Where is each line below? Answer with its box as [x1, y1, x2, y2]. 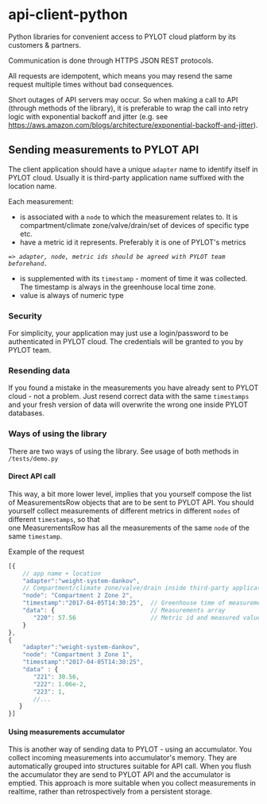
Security [8, 310, 42, 321]
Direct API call [8, 471, 56, 481]
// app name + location [22, 570, 102, 578]
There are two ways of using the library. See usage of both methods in [8, 446, 239, 456]
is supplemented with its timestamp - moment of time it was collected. [19, 273, 248, 283]
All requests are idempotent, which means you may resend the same [8, 71, 233, 80]
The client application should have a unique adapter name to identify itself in [8, 164, 258, 174]
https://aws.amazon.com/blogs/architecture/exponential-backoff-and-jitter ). [8, 120, 258, 129]
